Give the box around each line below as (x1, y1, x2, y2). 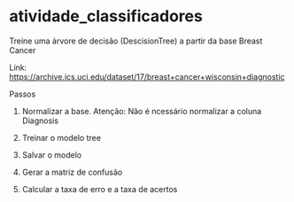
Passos (9, 89, 36, 99)
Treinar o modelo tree (21, 132, 102, 143)
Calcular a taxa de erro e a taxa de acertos (21, 183, 178, 194)
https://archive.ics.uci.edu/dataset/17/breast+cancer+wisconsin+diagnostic (9, 71, 285, 82)
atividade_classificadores (9, 6, 204, 27)
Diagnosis (21, 115, 59, 126)
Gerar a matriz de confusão (21, 167, 123, 177)
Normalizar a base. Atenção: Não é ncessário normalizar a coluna (21, 105, 262, 116)
